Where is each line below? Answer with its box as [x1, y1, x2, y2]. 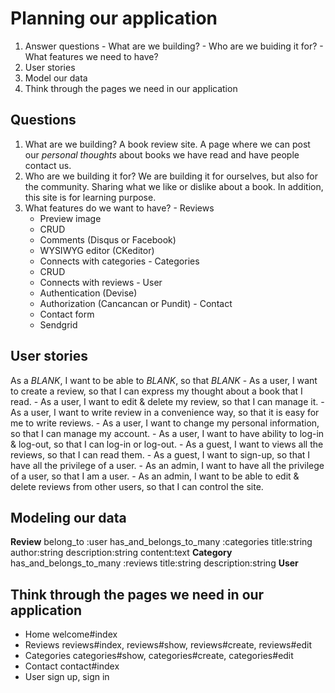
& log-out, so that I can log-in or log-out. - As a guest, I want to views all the [10, 438, 324, 450]
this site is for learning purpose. [24, 191, 157, 203]
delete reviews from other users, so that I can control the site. [10, 480, 264, 492]
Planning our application [10, 7, 218, 30]
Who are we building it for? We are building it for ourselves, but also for [24, 170, 319, 182]
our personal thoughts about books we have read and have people [24, 148, 300, 161]
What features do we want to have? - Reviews [24, 202, 215, 214]
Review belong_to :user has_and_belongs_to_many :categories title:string [10, 536, 313, 548]
